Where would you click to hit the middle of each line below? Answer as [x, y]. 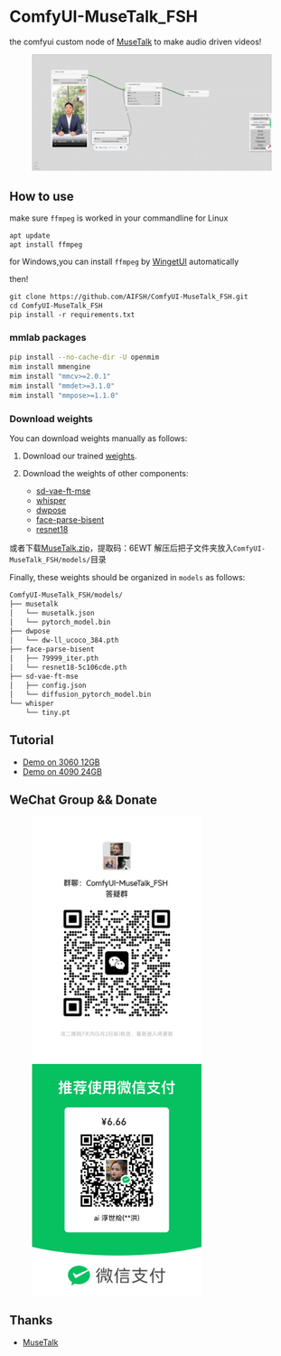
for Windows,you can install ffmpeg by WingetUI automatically [124, 261]
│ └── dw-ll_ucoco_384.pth [64, 640]
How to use [42, 196]
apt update [30, 235]
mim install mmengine [50, 367]
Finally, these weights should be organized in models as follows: [127, 577]
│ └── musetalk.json [52, 613]
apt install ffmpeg [46, 245]
